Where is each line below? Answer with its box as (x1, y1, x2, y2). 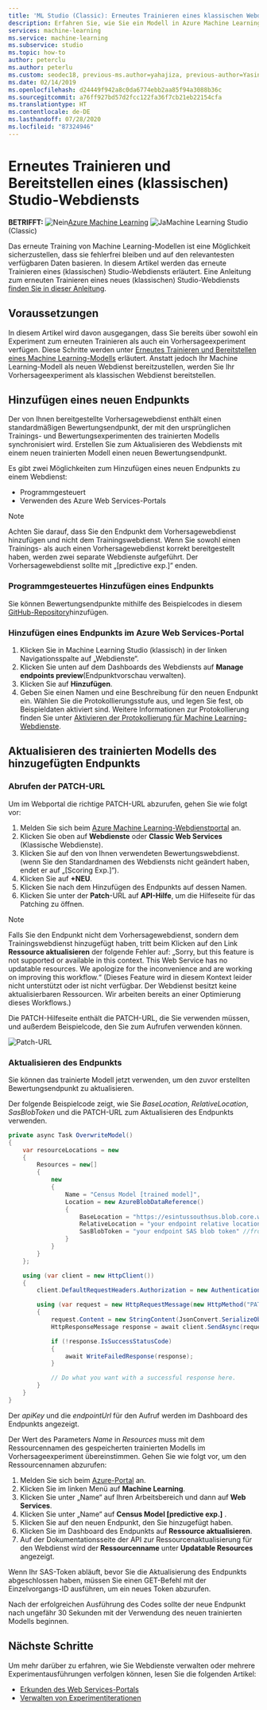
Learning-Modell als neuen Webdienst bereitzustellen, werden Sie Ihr (8, 362, 235, 371)
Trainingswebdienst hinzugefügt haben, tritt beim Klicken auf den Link (8, 938, 238, 948)
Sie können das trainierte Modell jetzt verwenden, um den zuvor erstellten (8, 1075, 250, 1084)
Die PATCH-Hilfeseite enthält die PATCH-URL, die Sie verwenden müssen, (8, 1013, 250, 1022)
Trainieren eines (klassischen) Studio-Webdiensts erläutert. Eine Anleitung (8, 266, 252, 276)
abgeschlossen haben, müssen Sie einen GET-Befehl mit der (8, 1575, 207, 1585)
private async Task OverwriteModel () (8, 1131, 133, 1139)
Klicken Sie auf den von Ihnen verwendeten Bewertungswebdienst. (19, 848, 240, 857)
